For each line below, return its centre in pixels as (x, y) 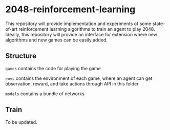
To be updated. (21, 122)
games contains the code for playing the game (53, 68)
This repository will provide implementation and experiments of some (78, 24)
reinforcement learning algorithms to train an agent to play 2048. (87, 29)
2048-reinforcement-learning (70, 9)
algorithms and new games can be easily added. (56, 40)
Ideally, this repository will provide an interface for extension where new (81, 34)
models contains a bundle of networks (45, 94)
